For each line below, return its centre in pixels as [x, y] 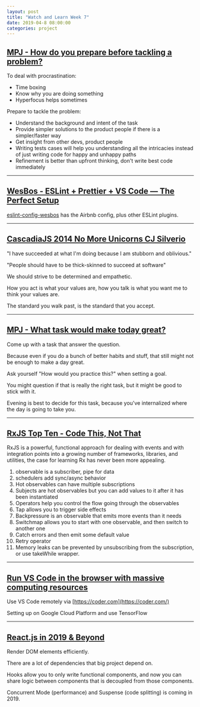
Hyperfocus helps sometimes [51, 100]
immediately [30, 167]
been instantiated [36, 497]
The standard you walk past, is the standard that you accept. [81, 306]
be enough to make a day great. [46, 362]
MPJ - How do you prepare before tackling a [89, 52]
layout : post [23, 12]
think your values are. [33, 294]
